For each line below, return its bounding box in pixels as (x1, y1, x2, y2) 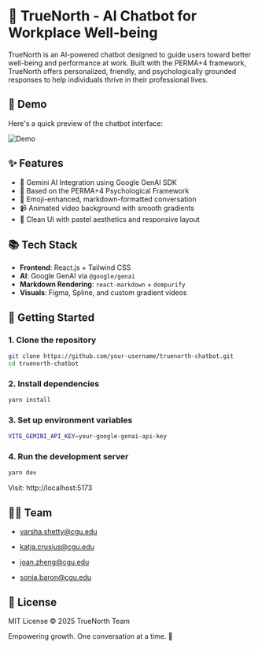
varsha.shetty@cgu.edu (19, 527, 98, 537)
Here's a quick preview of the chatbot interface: (8, 118, 164, 128)
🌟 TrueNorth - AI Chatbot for (8, 7, 197, 25)
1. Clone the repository (8, 334, 97, 345)
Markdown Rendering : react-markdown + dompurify (19, 279, 186, 289)
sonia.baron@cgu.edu (19, 573, 92, 582)
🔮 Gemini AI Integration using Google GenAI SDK (19, 177, 177, 187)
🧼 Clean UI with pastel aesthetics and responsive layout (19, 214, 201, 223)
